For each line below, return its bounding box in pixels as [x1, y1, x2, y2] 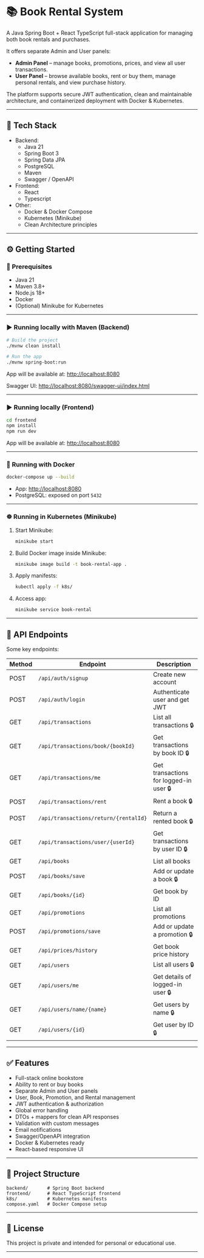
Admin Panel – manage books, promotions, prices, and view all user [15, 59, 186, 66]
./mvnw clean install [6, 343, 61, 349]
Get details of [152, 972, 191, 981]
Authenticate [152, 687, 190, 696]
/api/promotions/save [38, 928, 101, 935]
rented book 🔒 [152, 817, 193, 825]
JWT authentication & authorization [15, 1100, 104, 1107]
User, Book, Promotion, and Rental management [15, 1093, 135, 1101]
